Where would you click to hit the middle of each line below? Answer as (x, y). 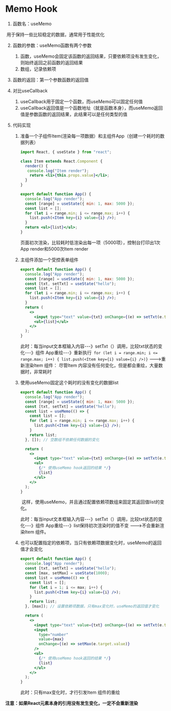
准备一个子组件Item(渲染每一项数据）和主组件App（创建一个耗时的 (90, 136)
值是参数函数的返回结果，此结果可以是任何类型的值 (74, 114)
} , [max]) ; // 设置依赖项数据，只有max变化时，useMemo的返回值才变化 (92, 606)
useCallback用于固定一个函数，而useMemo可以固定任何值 (81, 101)
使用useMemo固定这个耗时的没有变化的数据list (69, 383)
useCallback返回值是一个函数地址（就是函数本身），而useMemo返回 (91, 108)
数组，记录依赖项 (38, 69)
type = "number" (53, 634)
